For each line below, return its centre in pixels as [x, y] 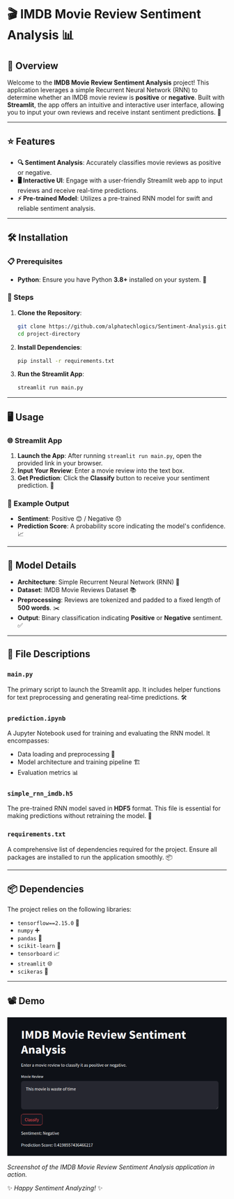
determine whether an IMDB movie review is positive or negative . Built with [116, 97]
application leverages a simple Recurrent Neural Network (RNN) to [102, 90]
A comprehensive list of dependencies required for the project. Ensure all [112, 849]
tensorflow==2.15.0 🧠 [48, 923]
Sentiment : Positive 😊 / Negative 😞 [69, 519]
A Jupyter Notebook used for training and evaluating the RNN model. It [109, 733]
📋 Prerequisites [35, 261]
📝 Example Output [38, 503]
